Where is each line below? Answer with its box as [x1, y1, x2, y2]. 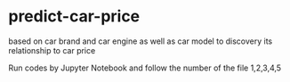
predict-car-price [8, 6, 141, 27]
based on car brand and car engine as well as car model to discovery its [8, 36, 273, 46]
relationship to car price [8, 45, 96, 55]
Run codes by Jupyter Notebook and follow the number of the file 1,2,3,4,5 [8, 62, 282, 73]
